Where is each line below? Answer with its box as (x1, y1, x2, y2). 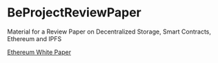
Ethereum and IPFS (7, 34, 62, 42)
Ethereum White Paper (7, 48, 71, 56)
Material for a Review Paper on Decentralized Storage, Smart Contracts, (7, 27, 212, 36)
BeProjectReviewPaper (7, 5, 141, 21)
